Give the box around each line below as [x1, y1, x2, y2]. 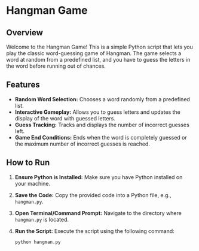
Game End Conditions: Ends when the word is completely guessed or [14, 134, 187, 141]
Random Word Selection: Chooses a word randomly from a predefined [14, 95, 190, 102]
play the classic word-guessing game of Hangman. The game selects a [6, 50, 182, 57]
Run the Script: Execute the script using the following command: [14, 227, 174, 234]
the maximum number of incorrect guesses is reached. [14, 140, 151, 147]
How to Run [6, 158, 50, 168]
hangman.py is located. [14, 216, 69, 223]
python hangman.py [14, 239, 61, 245]
